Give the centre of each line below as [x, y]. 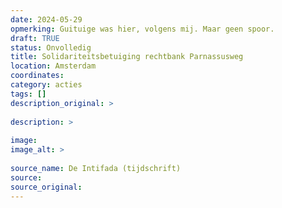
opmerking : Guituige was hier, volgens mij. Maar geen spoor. [142, 29]
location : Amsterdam [53, 66]
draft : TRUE [35, 38]
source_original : [46, 187]
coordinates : [37, 76]
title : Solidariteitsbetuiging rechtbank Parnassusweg [127, 57]
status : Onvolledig [51, 47]
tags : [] [28, 94]
